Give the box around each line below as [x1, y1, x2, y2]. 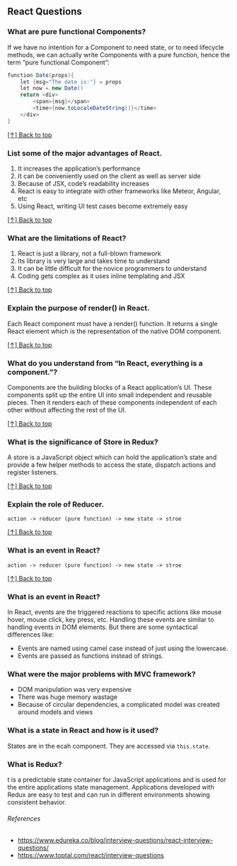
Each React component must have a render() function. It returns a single [7, 319, 218, 328]
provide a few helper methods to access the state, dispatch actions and [7, 461, 216, 469]
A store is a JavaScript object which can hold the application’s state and [7, 453, 217, 462]
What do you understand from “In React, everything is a [7, 358, 203, 368]
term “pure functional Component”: [7, 58, 110, 67]
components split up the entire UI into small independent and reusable [7, 391, 212, 399]
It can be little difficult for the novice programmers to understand [17, 265, 207, 273]
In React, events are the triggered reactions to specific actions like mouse [7, 608, 222, 616]
